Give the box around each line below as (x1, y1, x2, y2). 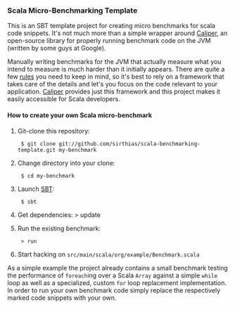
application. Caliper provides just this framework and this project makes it (7, 87, 220, 96)
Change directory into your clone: (17, 159, 115, 167)
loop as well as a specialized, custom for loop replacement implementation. (7, 278, 227, 287)
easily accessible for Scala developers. (7, 95, 121, 103)
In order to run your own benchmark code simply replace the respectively (7, 286, 221, 294)
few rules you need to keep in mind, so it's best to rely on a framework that (7, 72, 224, 81)
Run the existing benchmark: (17, 224, 101, 232)
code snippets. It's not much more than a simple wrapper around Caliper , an (7, 29, 228, 37)
